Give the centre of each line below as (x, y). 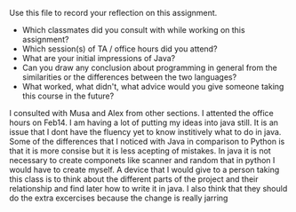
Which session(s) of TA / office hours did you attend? (120, 49)
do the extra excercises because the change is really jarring (119, 198)
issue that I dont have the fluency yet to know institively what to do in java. (145, 132)
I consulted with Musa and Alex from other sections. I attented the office (141, 113)
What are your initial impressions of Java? (99, 58)
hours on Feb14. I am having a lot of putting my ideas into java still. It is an (144, 122)
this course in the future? (68, 96)
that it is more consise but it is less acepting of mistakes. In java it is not (140, 151)
